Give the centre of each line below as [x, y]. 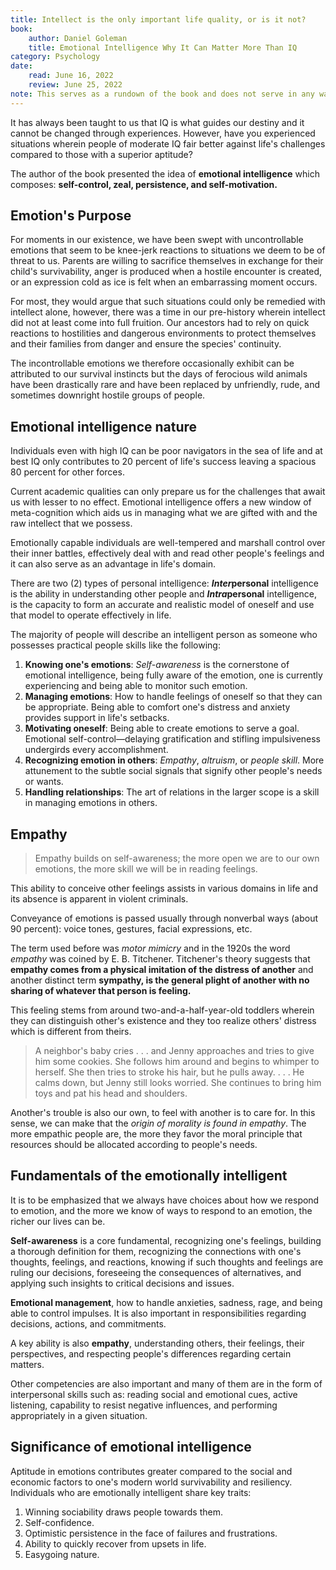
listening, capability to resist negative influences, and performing [144, 1405]
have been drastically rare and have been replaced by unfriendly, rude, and [165, 385]
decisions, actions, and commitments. [88, 1323]
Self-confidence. [59, 1522]
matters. [27, 1364]
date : [21, 66]
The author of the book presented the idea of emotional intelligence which [165, 173]
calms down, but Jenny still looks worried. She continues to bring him [178, 1083]
